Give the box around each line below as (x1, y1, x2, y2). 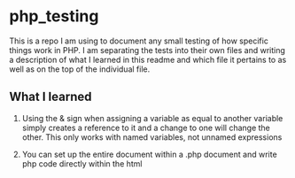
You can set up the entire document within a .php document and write (21, 149, 277, 159)
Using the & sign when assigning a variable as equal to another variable (21, 112, 283, 123)
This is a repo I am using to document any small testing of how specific (9, 35, 268, 46)
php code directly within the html (21, 158, 144, 169)
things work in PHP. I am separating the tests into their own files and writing (9, 44, 286, 55)
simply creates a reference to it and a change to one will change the (21, 122, 270, 133)
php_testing (9, 6, 99, 27)
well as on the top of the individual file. (9, 64, 151, 74)
